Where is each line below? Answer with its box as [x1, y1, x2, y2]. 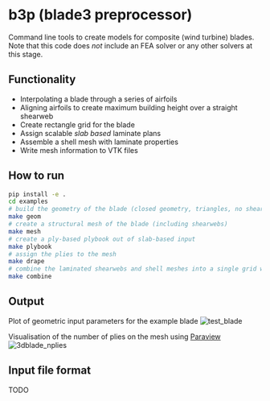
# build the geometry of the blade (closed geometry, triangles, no [8, 205, 243, 213]
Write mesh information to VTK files [19, 145, 138, 155]
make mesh [8, 227, 42, 235]
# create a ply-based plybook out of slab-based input [8, 235, 196, 243]
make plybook [8, 242, 52, 250]
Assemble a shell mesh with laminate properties [19, 137, 179, 147]
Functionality [8, 72, 76, 86]
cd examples [8, 197, 48, 206]
